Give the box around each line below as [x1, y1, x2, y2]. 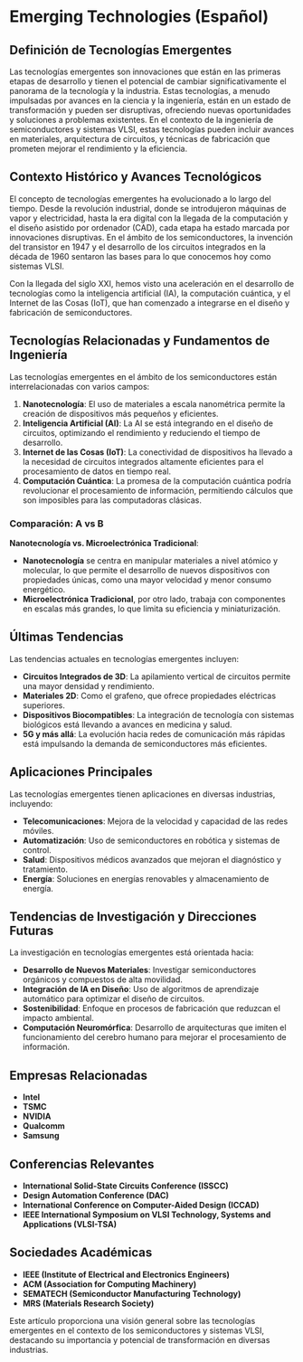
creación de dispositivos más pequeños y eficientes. [22, 408, 219, 419]
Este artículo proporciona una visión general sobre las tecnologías [9, 1315, 256, 1326]
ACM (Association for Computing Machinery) [22, 1278, 197, 1290]
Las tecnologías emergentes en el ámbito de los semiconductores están [9, 371, 278, 382]
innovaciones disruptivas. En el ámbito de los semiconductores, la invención [9, 232, 294, 242]
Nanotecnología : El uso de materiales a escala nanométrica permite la [22, 398, 286, 409]
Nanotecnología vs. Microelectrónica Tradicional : [9, 537, 199, 548]
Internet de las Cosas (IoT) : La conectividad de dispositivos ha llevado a [22, 446, 293, 458]
